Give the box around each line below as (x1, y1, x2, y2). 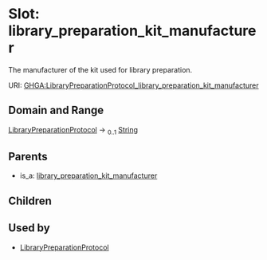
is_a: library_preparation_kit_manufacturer (19, 171, 158, 180)
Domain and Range (8, 104, 104, 117)
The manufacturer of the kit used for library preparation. (8, 65, 193, 74)
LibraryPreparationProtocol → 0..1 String (8, 124, 138, 136)
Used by (8, 221, 50, 235)
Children (8, 194, 52, 207)
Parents (8, 149, 48, 163)
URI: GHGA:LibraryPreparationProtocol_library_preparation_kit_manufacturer (8, 81, 259, 90)
